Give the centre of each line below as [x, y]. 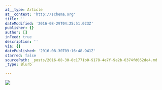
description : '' [22, 42]
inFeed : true [18, 37]
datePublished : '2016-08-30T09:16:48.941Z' [50, 51]
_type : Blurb [18, 64]
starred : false [21, 55]
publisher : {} [20, 28]
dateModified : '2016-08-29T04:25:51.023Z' [49, 23]
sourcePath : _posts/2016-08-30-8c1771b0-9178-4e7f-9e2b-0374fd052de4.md [81, 60]
